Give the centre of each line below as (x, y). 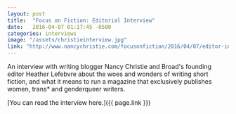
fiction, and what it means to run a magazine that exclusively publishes (110, 81)
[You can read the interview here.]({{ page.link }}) (79, 102)
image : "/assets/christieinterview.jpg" (67, 40)
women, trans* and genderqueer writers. (66, 89)
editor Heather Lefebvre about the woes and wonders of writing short (108, 74)
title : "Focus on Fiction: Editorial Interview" (81, 20)
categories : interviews (42, 33)
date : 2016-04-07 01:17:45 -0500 (59, 27)
